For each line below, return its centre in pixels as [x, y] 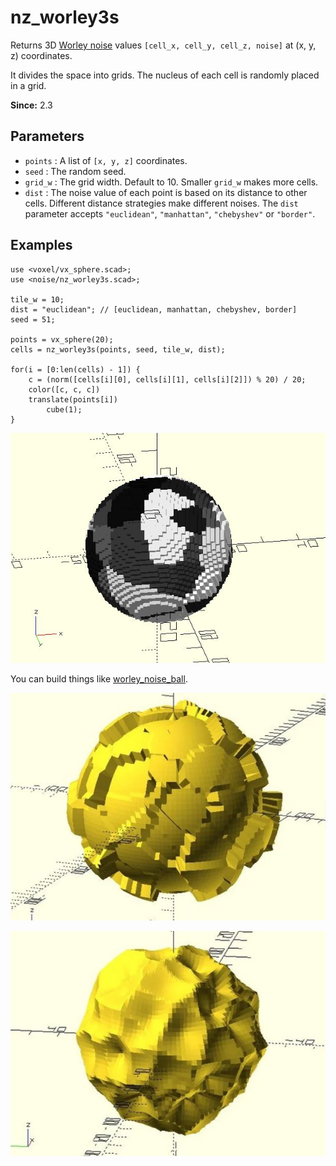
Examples [41, 245]
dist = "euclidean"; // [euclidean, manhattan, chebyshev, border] [154, 309]
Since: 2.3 [31, 105]
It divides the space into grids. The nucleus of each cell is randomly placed [165, 75]
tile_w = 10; [37, 299]
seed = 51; [33, 319]
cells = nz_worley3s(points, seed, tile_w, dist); [118, 349]
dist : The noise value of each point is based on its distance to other [166, 192]
